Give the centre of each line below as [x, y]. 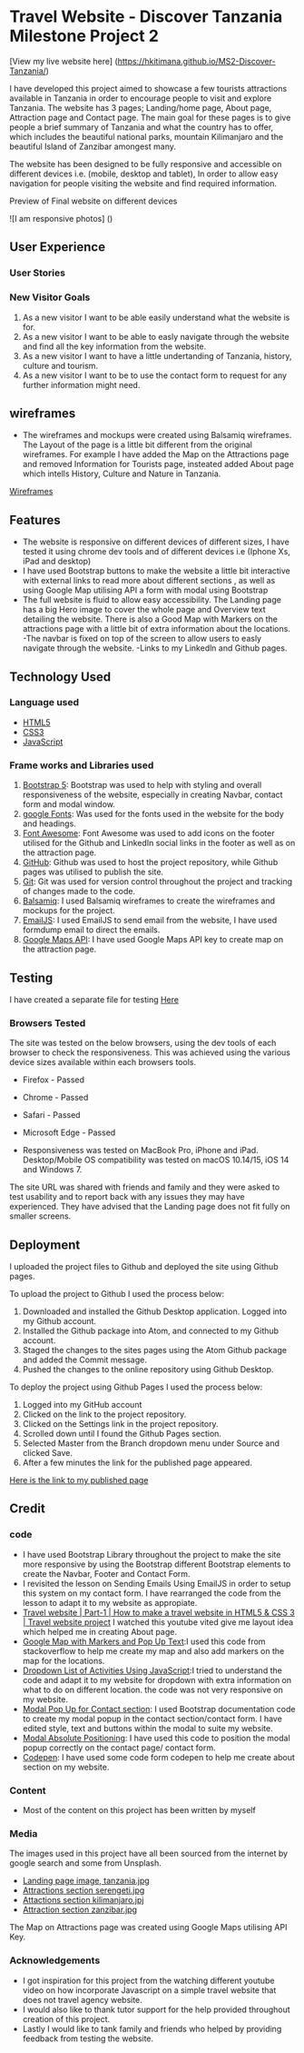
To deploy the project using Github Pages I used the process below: [136, 1387]
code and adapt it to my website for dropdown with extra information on [157, 1679]
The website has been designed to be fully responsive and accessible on [146, 164]
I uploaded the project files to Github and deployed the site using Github [144, 1267]
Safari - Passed [51, 1115]
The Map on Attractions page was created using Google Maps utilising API [148, 1928]
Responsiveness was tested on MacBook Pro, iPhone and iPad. [140, 1151]
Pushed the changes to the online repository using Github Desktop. [148, 1370]
